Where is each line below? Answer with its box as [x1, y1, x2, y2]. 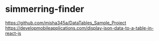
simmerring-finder [5, 3, 84, 15]
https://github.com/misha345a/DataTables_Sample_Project [5, 20, 126, 26]
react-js [5, 30, 21, 36]
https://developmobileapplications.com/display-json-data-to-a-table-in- [5, 25, 154, 31]
